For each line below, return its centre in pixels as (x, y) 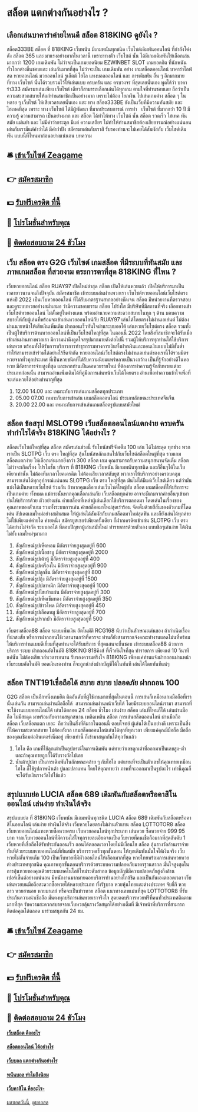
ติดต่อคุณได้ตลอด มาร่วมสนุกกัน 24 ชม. (46, 911)
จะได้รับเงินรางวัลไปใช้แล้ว (40, 775)
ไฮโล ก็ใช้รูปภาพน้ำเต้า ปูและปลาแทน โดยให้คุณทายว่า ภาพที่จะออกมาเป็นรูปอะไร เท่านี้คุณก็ (103, 769)
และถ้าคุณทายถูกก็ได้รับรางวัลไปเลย (49, 755)
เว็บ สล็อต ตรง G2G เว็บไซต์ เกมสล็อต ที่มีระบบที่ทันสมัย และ (94, 262)
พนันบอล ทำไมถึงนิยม (28, 1075)
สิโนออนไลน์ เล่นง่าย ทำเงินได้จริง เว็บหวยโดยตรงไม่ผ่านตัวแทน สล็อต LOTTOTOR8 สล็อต (96, 824)
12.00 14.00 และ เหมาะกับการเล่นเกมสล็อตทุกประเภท (69, 391)
